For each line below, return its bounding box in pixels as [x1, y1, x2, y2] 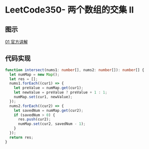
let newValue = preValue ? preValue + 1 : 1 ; [14, 90, 108, 95]
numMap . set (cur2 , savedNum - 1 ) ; [17, 121, 86, 126]
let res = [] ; [9, 76, 38, 81]
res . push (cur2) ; [17, 117, 51, 122]
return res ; [9, 135, 34, 140]
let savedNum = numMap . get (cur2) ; [14, 108, 83, 113]
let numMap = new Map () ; [9, 72, 60, 77]
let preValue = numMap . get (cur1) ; [14, 86, 83, 90]
